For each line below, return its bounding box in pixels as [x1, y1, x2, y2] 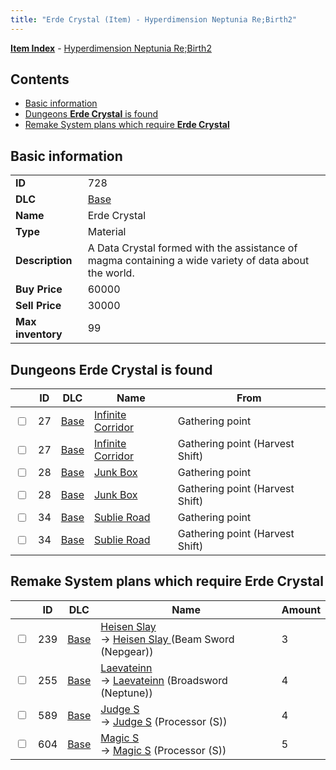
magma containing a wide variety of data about [87, 254, 310, 268]
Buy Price [15, 282, 63, 296]
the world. [87, 266, 135, 280]
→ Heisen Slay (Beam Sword [100, 632, 235, 646]
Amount [281, 602, 321, 616]
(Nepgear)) [100, 644, 154, 658]
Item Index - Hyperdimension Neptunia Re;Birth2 [10, 42, 212, 54]
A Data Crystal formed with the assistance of [87, 241, 298, 255]
